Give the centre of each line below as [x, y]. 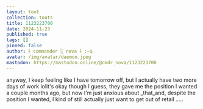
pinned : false [24, 46]
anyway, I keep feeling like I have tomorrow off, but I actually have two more [101, 80]
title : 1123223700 [30, 23]
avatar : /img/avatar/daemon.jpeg [49, 57]
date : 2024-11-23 [28, 29]
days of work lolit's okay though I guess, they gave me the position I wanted [102, 86]
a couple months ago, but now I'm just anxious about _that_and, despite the [101, 93]
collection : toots [30, 18]
